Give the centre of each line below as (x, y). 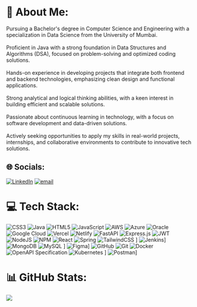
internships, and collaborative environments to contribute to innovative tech (99, 142)
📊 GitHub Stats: (47, 277)
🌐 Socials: (26, 167)
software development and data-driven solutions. (67, 123)
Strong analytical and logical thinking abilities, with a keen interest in (90, 98)
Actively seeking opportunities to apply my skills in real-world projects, (93, 135)
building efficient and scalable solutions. (56, 104)
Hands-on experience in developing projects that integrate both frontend (95, 72)
